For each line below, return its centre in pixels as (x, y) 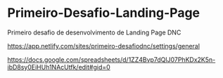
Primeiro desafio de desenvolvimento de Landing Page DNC (94, 32)
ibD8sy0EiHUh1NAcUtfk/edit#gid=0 (59, 67)
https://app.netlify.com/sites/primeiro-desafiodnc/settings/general (104, 46)
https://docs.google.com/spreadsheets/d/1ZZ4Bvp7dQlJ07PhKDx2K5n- (111, 59)
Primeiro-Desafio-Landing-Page (104, 13)
